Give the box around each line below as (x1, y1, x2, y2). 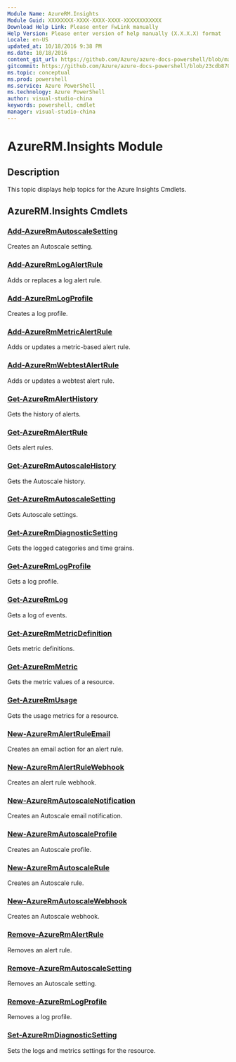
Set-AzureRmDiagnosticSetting (7, 1030, 117, 1040)
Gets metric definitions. (7, 644, 75, 653)
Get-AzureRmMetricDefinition (7, 628, 112, 638)
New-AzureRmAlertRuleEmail (7, 728, 111, 738)
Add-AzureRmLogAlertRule (7, 260, 103, 270)
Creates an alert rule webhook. (7, 778, 97, 787)
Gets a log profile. (7, 577, 59, 586)
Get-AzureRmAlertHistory (7, 394, 98, 404)
